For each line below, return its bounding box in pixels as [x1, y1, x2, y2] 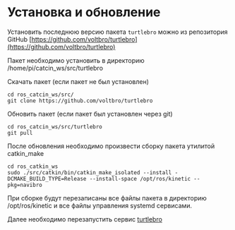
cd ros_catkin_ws [7, 163, 59, 170]
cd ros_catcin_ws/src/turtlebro [7, 123, 102, 131]
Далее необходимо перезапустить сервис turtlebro [7, 214, 162, 223]
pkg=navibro [7, 181, 42, 188]
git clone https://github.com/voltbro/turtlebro [7, 97, 153, 104]
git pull [7, 129, 33, 136]
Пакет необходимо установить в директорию [7, 56, 145, 64]
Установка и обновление [7, 4, 161, 20]
